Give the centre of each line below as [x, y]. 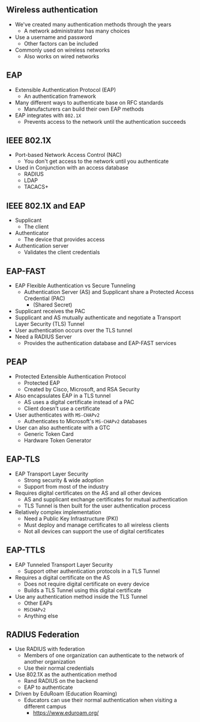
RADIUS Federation [43, 635]
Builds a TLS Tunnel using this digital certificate [83, 590]
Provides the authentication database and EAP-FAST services [100, 343]
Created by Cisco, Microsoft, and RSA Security [82, 389]
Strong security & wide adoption [64, 480]
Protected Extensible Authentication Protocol [70, 376]
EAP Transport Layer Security [52, 474]
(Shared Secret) [53, 305]
